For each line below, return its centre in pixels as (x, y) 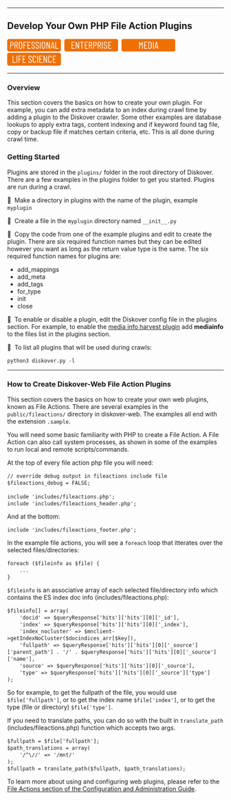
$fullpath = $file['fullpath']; (53, 741)
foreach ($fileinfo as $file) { (53, 563)
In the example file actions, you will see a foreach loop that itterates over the (115, 543)
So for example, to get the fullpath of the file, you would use (92, 692)
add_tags (30, 284)
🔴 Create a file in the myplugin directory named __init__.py (92, 220)
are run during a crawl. (40, 187)
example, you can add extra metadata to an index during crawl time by (107, 110)
